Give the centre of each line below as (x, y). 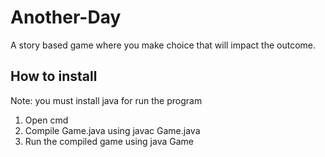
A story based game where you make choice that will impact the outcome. (163, 45)
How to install (54, 76)
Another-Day (66, 17)
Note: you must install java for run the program (106, 100)
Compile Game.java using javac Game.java (112, 130)
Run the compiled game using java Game (109, 141)
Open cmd (46, 120)
